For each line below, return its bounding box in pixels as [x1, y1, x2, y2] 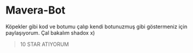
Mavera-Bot [5, 4, 66, 17]
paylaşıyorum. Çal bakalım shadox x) [5, 29, 95, 36]
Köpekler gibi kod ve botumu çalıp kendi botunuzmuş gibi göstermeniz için [5, 23, 188, 30]
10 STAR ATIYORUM [20, 41, 69, 48]
